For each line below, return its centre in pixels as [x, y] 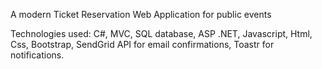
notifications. [37, 55]
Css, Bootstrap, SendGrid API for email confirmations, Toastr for [142, 44]
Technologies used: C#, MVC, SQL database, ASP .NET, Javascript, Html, [161, 33]
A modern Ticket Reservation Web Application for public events [141, 14]
